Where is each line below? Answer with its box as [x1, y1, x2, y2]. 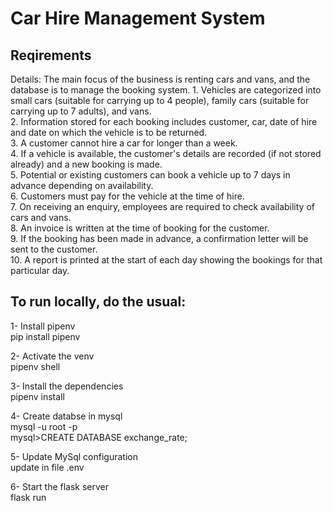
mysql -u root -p [10, 420, 78, 432]
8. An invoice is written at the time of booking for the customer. [10, 222, 270, 234]
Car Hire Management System [10, 7, 266, 30]
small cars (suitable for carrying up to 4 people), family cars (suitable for [10, 95, 310, 106]
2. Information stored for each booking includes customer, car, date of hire [10, 116, 318, 127]
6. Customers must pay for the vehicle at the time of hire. [10, 190, 245, 202]
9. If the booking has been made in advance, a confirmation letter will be [10, 233, 309, 244]
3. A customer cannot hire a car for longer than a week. [10, 137, 238, 149]
